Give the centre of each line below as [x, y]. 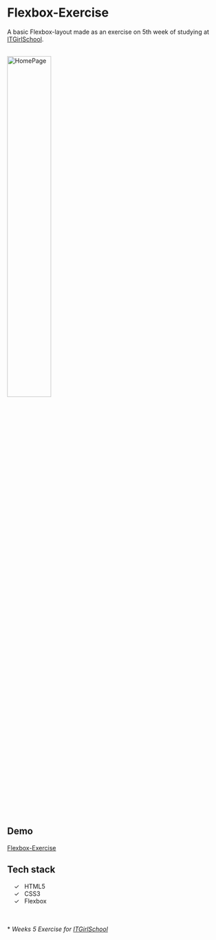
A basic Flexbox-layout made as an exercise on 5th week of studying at [108, 32]
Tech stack [31, 870]
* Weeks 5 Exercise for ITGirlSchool [58, 929]
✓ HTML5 [30, 886]
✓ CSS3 [27, 893]
